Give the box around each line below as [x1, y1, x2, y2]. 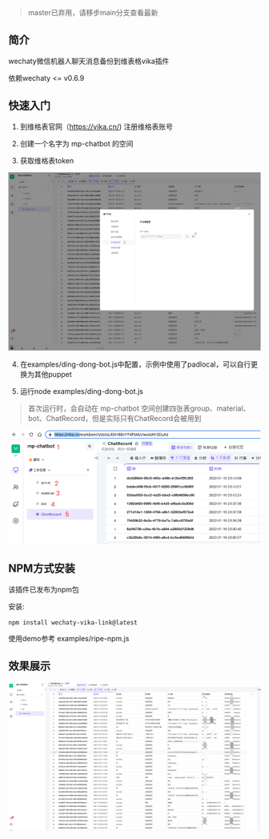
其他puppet [34, 370, 72, 379]
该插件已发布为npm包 [8, 584, 80, 594]
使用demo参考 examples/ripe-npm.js [8, 633, 130, 643]
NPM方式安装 [8, 562, 76, 576]
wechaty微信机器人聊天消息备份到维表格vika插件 [8, 56, 170, 66]
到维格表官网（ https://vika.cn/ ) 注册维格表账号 [19, 122, 174, 131]
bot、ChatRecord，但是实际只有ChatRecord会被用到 [27, 414, 202, 424]
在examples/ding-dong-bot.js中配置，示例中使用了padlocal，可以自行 [19, 359, 251, 369]
